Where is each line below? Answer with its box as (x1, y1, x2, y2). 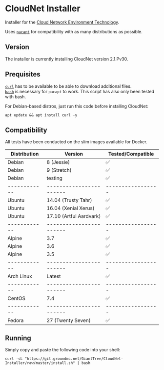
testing (46, 175, 62, 182)
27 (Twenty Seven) (46, 317, 91, 324)
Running (5, 334, 32, 342)
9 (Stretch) (46, 167, 72, 174)
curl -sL (5, 356, 23, 361)
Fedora (7, 317, 24, 324)
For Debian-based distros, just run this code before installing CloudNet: (5, 103, 149, 109)
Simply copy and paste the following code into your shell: (5, 347, 121, 353)
